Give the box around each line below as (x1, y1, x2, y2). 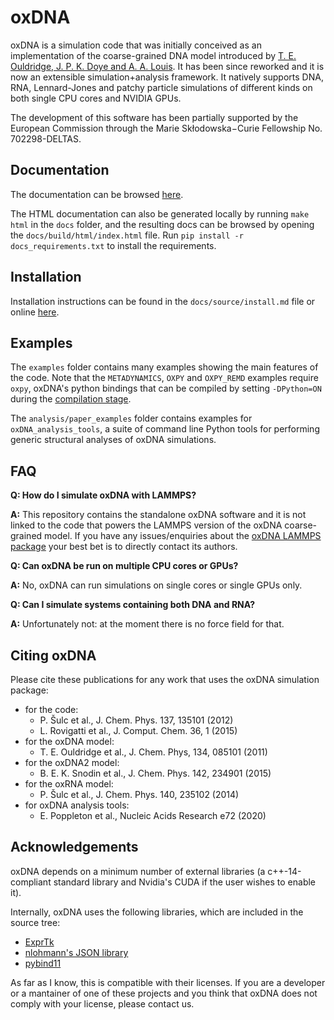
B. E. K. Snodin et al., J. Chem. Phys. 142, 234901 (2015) (39, 767, 272, 779)
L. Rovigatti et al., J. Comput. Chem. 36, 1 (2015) (39, 725, 238, 736)
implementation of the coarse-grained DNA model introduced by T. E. (10, 49, 297, 61)
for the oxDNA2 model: (24, 757, 120, 768)
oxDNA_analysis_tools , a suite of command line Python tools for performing (10, 423, 320, 435)
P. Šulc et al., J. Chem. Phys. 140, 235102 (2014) (39, 789, 240, 800)
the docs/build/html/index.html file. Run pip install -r (10, 229, 244, 241)
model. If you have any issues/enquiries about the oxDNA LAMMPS (44, 530, 322, 542)
